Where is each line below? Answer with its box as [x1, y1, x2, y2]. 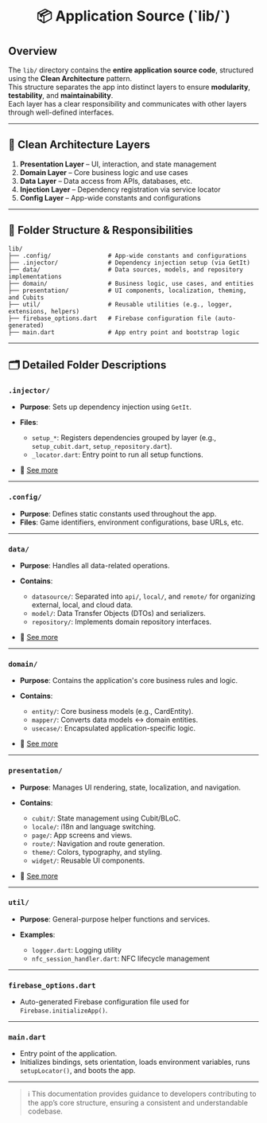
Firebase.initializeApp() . [19, 1005, 108, 1016]
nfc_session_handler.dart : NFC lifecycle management [31, 953, 211, 963]
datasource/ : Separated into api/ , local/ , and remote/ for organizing [31, 591, 256, 601]
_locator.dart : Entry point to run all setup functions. [31, 450, 204, 459]
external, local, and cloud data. [31, 599, 133, 610]
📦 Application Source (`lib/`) [37, 7, 230, 25]
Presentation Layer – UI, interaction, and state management [19, 159, 217, 169]
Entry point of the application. [19, 1049, 118, 1059]
